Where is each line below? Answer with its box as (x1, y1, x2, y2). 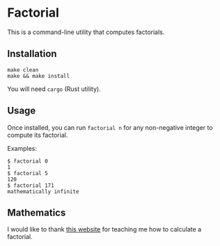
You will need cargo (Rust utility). (7, 85, 101, 93)
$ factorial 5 (7, 170, 49, 177)
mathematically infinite (7, 188, 79, 195)
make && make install (7, 72, 70, 79)
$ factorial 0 (7, 158, 49, 165)
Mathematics (7, 206, 66, 218)
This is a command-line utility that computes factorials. (7, 28, 165, 36)
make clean (7, 66, 39, 74)
